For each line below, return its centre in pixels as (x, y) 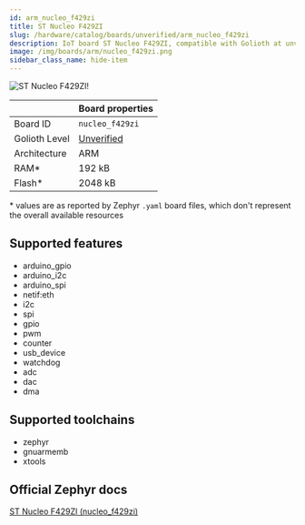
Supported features (66, 243)
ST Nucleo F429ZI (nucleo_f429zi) (74, 511)
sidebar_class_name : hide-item (69, 60)
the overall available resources (67, 215)
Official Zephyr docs (69, 490)
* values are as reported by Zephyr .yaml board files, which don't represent (150, 205)
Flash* (29, 183)
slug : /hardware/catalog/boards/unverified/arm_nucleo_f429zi (129, 35)
